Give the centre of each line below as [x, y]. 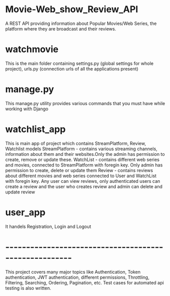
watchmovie [32, 50]
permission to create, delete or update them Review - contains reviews [79, 170]
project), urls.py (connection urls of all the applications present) [72, 69]
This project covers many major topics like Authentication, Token [73, 272]
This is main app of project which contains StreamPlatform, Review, [76, 143]
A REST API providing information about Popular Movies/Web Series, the [81, 23]
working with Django [27, 109]
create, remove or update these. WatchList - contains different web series [82, 159]
